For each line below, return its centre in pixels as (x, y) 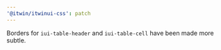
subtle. (16, 40)
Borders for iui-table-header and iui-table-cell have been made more (110, 33)
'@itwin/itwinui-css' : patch (49, 13)
